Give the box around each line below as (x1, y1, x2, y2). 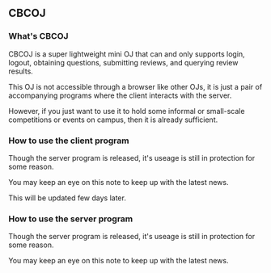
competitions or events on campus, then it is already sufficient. (8, 115, 218, 124)
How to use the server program (8, 213, 133, 225)
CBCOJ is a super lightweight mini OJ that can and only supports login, (8, 48, 245, 59)
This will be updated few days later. (8, 193, 127, 203)
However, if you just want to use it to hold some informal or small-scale (8, 106, 245, 115)
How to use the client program (8, 135, 129, 146)
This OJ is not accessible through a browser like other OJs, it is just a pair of (8, 82, 263, 91)
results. (8, 66, 34, 76)
